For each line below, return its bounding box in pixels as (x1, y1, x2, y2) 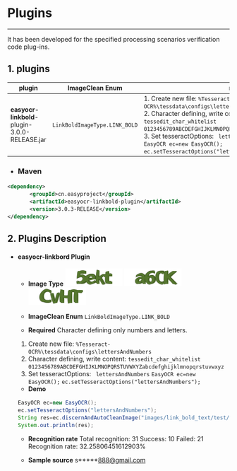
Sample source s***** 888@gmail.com (28, 455, 146, 464)
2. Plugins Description (7, 233, 107, 245)
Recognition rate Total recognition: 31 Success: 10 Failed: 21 (28, 434, 204, 443)
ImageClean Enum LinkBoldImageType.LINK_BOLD (28, 313, 171, 321)
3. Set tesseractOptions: (143, 132, 214, 140)
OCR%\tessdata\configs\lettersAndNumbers (28, 349, 152, 356)
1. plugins (7, 63, 51, 75)
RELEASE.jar (10, 136, 47, 144)
